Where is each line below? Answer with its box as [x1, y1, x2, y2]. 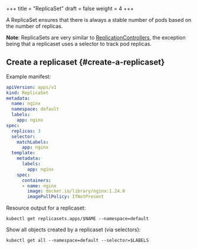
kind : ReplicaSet [6, 89, 49, 96]
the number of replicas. [6, 23, 63, 29]
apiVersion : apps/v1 [6, 84, 57, 90]
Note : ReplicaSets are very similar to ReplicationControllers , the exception [6, 34, 186, 41]
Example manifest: [6, 73, 51, 80]
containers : [21, 177, 51, 183]
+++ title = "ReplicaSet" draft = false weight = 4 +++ [6, 5, 134, 12]
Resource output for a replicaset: [6, 204, 86, 211]
